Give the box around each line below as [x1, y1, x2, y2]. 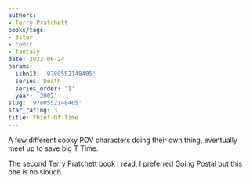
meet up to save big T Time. [8, 143, 99, 153]
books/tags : [8, 26, 47, 34]
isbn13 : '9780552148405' [15, 70, 96, 78]
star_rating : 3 [8, 107, 58, 115]
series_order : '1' [15, 84, 76, 93]
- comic [8, 41, 34, 49]
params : [8, 63, 34, 71]
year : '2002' [15, 92, 58, 100]
